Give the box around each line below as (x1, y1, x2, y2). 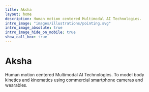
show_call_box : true (5, 35, 48, 40)
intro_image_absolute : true (5, 25, 63, 30)
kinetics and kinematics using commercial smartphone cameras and (5, 77, 143, 83)
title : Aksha (5, 7, 32, 12)
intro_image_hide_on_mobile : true (5, 30, 76, 35)
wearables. (5, 82, 28, 88)
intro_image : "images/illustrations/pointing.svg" (5, 21, 111, 26)
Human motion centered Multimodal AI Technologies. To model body (5, 71, 145, 77)
